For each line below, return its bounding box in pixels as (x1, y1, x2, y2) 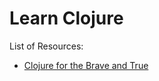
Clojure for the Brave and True (23, 59, 149, 71)
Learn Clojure (9, 7, 124, 30)
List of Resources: (9, 40, 84, 52)
